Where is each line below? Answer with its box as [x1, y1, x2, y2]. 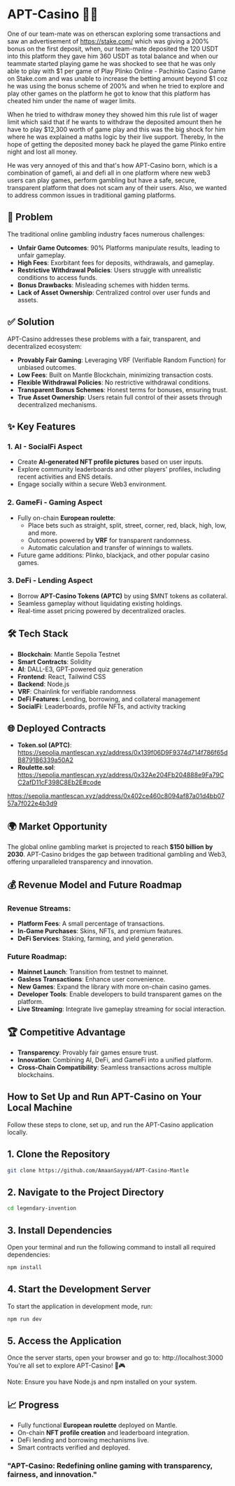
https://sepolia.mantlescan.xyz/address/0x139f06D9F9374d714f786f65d [17, 749, 229, 757]
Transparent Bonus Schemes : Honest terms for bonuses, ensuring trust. [17, 385, 228, 394]
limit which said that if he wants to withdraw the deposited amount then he [7, 117, 222, 126]
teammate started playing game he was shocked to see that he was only [7, 59, 216, 67]
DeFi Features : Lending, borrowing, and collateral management [17, 695, 201, 703]
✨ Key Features [7, 420, 76, 432]
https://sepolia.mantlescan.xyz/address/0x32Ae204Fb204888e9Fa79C [17, 771, 225, 779]
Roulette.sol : [17, 763, 56, 772]
